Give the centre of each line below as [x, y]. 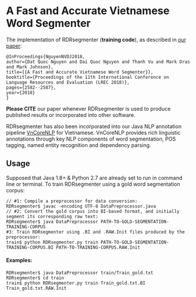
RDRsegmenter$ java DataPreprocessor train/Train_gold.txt [80, 273]
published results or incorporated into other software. [71, 115]
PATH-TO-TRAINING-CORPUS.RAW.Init [98, 247]
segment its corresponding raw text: [52, 216]
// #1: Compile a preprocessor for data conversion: [72, 201]
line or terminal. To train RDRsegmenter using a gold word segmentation [93, 184]
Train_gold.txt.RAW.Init [36, 288]
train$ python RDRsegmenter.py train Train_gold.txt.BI [76, 283]
